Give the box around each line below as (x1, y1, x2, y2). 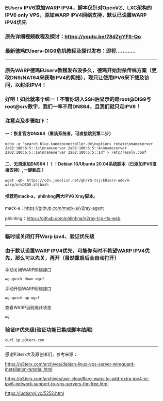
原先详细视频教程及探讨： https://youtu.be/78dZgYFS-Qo (5, 33, 141, 40)
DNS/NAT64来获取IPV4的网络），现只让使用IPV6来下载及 (10, 74, 145, 81)
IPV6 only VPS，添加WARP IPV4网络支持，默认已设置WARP (5, 11, 147, 18)
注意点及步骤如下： (5, 117, 50, 124)
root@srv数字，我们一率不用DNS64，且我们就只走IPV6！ (5, 103, 141, 110)
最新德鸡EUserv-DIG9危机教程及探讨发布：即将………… (5, 47, 136, 54)
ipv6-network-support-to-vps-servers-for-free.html (5, 381, 109, 387)
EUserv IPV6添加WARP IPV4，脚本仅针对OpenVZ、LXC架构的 (5, 4, 152, 11)
